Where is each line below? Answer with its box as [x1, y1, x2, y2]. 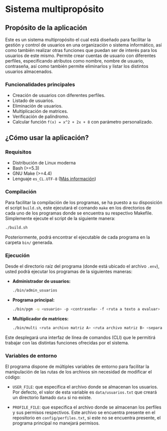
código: [5, 374, 21, 380]
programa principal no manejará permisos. [12, 420, 100, 426]
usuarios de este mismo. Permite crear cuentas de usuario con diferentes [5, 52, 156, 58]
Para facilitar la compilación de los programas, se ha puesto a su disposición [5, 199, 163, 205]
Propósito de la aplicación [5, 23, 87, 32]
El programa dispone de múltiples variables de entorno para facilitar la [5, 363, 150, 369]
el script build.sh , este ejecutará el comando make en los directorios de [5, 205, 152, 211]
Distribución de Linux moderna [12, 159, 76, 165]
